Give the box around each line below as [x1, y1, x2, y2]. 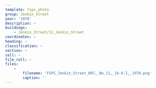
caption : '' [22, 75, 47, 80]
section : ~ [5, 48, 27, 53]
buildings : [5, 25, 27, 30]
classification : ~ [5, 44, 43, 48]
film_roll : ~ [5, 57, 32, 62]
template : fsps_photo [5, 7, 49, 12]
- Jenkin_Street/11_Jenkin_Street [14, 30, 84, 35]
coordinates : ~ [5, 35, 36, 40]
